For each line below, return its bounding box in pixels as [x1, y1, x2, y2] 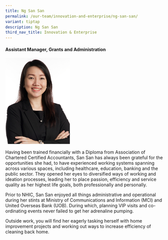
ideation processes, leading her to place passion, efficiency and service [5, 177, 157, 183]
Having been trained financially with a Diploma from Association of [5, 149, 146, 156]
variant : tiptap [5, 19, 40, 24]
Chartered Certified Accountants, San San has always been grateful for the [5, 155, 163, 161]
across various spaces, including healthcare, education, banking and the [5, 165, 158, 171]
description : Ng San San [5, 25, 58, 30]
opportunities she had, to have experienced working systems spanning [5, 160, 155, 166]
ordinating [5, 208, 27, 214]
